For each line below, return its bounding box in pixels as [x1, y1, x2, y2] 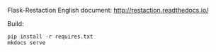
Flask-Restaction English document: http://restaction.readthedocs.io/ [7, 6, 209, 14]
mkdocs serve [7, 39, 46, 46]
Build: [7, 20, 24, 27]
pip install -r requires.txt [7, 33, 93, 40]
